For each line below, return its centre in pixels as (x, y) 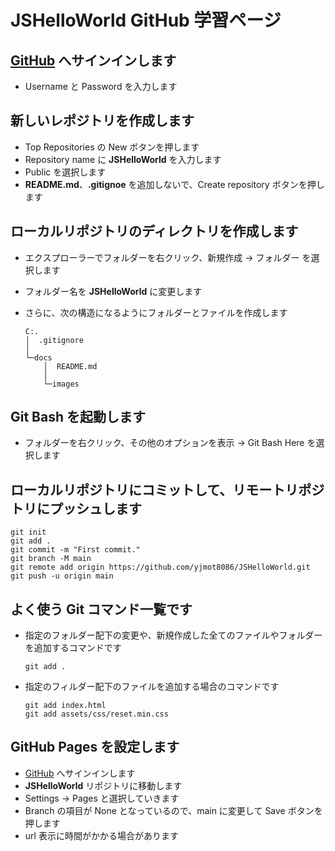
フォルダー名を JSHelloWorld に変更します (113, 291)
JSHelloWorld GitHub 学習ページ (146, 20)
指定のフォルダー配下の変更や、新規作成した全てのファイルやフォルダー (173, 635)
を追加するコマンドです (73, 648)
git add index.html (65, 706)
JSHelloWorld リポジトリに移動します (103, 785)
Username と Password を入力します (101, 86)
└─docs (38, 357)
